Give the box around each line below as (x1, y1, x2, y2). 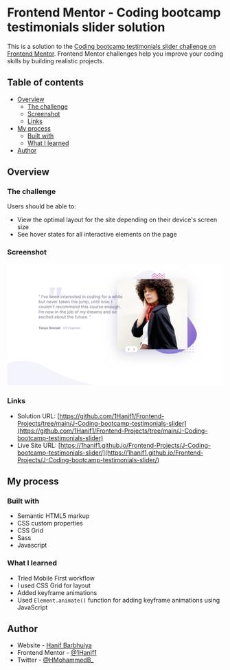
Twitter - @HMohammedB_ (16, 656, 94, 664)
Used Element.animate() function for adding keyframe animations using (16, 596, 220, 604)
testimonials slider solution (7, 19, 165, 35)
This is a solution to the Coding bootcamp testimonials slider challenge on (7, 42, 216, 50)
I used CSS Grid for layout (16, 581, 91, 590)
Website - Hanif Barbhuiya (16, 641, 93, 649)
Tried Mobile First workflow (16, 574, 95, 582)
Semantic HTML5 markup (16, 512, 90, 520)
